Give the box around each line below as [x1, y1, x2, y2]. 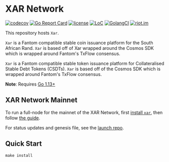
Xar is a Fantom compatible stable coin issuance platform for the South [5, 39, 153, 46]
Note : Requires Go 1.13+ [5, 81, 56, 87]
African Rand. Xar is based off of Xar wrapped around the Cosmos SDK [5, 45, 154, 51]
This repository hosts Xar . [5, 30, 59, 36]
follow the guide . [5, 115, 41, 121]
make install [5, 153, 33, 158]
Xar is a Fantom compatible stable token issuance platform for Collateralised [5, 60, 164, 66]
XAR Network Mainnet [5, 96, 78, 104]
